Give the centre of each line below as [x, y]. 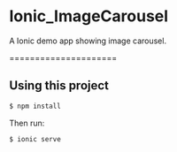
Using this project [59, 86]
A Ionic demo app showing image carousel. [88, 41]
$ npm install [35, 106]
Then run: [27, 123]
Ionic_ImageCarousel [89, 16]
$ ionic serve [35, 139]
